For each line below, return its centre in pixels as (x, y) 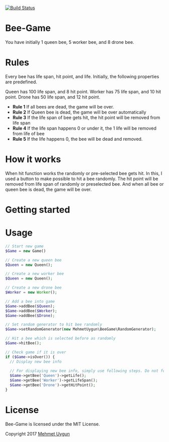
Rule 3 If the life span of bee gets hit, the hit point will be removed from (86, 117)
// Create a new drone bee (33, 288)
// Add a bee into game (30, 301)
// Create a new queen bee (33, 260)
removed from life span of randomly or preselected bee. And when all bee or (84, 184)
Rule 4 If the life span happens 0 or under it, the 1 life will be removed (84, 128)
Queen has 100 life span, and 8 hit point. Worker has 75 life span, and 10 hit (83, 91)
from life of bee (28, 133)
